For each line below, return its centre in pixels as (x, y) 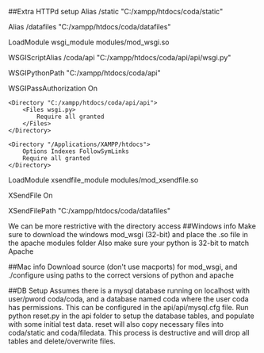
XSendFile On (31, 195)
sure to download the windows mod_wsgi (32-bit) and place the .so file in (128, 234)
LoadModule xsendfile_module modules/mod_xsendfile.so (103, 180)
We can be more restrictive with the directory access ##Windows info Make (132, 226)
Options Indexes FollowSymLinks (76, 152)
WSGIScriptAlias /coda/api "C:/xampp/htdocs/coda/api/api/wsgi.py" (120, 58)
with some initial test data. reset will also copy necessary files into (116, 324)
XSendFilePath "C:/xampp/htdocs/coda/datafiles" (89, 211)
